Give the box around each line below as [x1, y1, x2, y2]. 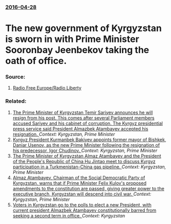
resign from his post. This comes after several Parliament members [12, 115, 155, 121]
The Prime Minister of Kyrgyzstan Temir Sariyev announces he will [12, 109, 153, 116]
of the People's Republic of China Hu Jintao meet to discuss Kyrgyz [12, 158, 156, 164]
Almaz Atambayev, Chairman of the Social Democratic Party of [12, 174, 145, 181]
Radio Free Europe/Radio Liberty [12, 85, 82, 91]
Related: [5, 98, 27, 105]
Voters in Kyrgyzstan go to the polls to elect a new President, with [12, 201, 152, 208]
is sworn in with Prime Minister [5, 33, 139, 45]
